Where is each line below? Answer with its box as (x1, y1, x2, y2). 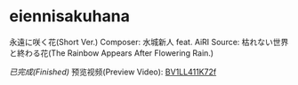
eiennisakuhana (9, 6, 131, 27)
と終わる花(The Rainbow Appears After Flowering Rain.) (9, 47, 214, 58)
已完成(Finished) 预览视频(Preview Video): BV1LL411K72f (9, 66, 217, 77)
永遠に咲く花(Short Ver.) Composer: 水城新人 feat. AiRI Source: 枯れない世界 (9, 36, 289, 47)
